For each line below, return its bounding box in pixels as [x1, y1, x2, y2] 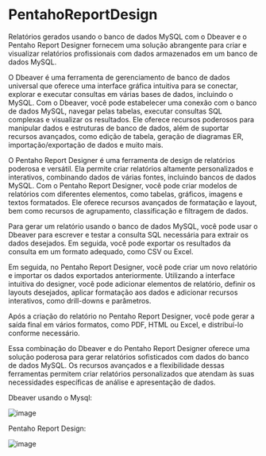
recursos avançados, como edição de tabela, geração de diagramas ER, [8, 131, 244, 141]
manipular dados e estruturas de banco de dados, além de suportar [8, 123, 229, 133]
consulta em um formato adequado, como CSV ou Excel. [8, 246, 194, 256]
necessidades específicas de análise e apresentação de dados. [8, 377, 216, 387]
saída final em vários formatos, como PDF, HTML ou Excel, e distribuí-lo [8, 319, 244, 329]
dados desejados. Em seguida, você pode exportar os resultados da [8, 238, 232, 248]
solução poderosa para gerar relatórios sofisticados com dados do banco [8, 352, 249, 361]
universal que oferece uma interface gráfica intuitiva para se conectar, [8, 81, 238, 91]
